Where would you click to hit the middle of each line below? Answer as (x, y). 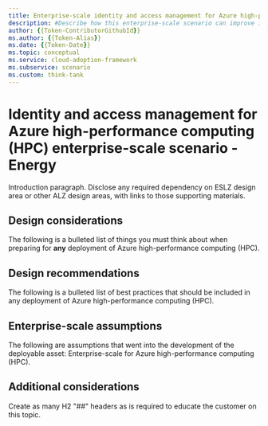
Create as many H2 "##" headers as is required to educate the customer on (132, 406)
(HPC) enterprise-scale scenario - (123, 148)
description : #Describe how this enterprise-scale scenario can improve (132, 23)
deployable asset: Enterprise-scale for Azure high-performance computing (131, 354)
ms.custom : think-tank (46, 75)
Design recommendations (74, 273)
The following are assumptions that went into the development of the (121, 345)
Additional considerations (74, 387)
